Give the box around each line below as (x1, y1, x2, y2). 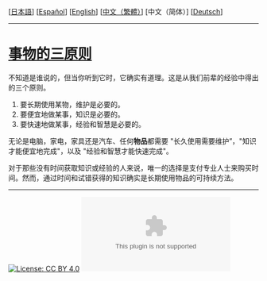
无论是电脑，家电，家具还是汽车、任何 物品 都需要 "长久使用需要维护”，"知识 (8, 136, 257, 145)
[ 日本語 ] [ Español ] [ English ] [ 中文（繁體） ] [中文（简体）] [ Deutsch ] (8, 7, 223, 16)
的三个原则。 (8, 83, 50, 92)
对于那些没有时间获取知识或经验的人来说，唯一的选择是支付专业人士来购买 (8, 163, 252, 172)
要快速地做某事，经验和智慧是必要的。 (19, 119, 145, 129)
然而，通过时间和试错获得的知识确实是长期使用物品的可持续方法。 (21, 173, 238, 183)
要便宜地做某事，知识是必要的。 (19, 110, 125, 119)
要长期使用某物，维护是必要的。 (19, 99, 125, 109)
